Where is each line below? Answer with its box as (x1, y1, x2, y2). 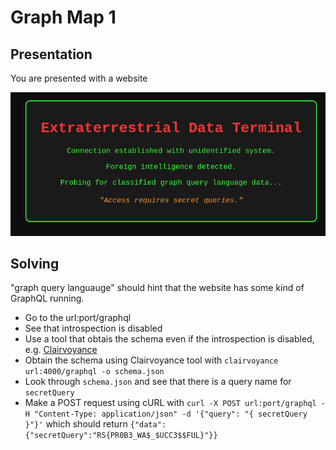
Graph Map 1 (10, 6, 117, 29)
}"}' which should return (24, 418, 128, 430)
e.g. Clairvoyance (24, 344, 98, 356)
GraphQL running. (10, 292, 85, 305)
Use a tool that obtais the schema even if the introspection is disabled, (24, 333, 315, 345)
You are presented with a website (10, 72, 148, 84)
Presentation (10, 46, 93, 63)
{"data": (129, 420, 167, 430)
